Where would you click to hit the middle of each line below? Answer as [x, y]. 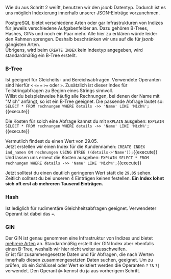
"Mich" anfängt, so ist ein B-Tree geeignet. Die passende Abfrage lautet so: [85, 101]
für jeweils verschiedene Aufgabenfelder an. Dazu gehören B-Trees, [77, 28]
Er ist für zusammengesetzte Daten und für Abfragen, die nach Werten [80, 254]
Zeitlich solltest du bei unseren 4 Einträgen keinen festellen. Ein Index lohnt [85, 178]
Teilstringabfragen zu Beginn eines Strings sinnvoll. [59, 91]
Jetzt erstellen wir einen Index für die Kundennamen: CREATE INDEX [75, 147]
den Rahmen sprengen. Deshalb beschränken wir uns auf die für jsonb [80, 39]
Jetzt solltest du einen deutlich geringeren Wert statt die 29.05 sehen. [79, 173]
